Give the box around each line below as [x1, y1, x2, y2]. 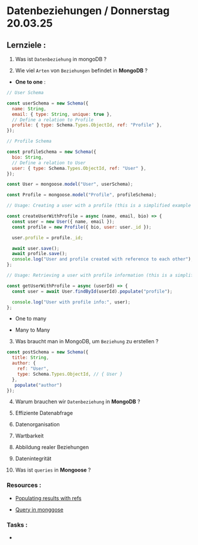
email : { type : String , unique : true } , [12, 111, 112, 117]
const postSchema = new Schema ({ [6, 349, 89, 355]
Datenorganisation [15, 421, 61, 428]
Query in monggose [15, 506, 63, 513]
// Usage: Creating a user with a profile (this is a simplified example [6, 203, 192, 209]
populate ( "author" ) [14, 382, 62, 388]
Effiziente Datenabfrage [15, 410, 73, 417]
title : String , [12, 355, 49, 361]
